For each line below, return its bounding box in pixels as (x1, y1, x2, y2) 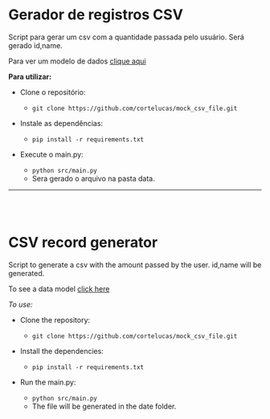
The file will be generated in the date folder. (31, 401, 177, 411)
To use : (8, 299, 34, 309)
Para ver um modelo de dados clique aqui (8, 56, 146, 66)
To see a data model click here (8, 283, 110, 294)
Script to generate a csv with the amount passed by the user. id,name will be (8, 259, 262, 270)
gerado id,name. (8, 40, 63, 50)
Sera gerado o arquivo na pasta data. (31, 173, 155, 183)
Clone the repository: (19, 315, 91, 324)
